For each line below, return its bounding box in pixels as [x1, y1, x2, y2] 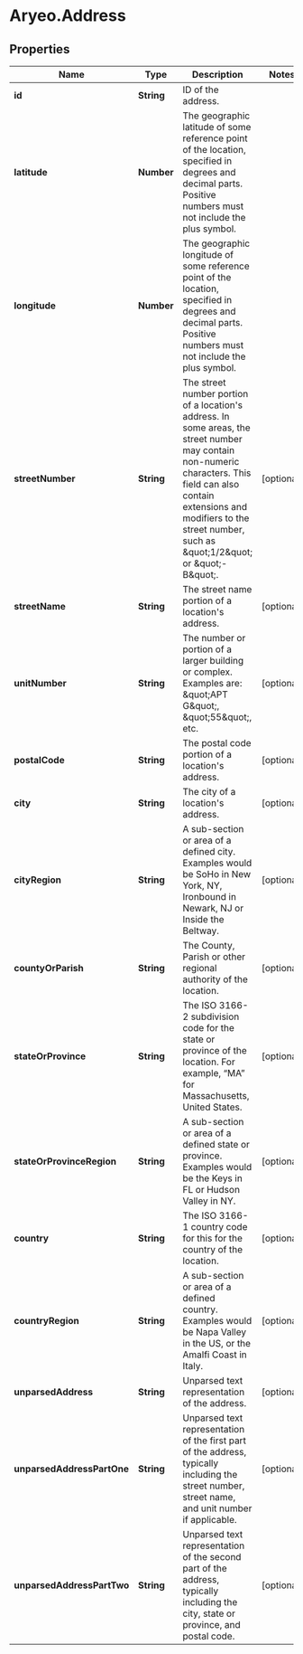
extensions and [182, 501, 248, 513]
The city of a [182, 786, 236, 798]
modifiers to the [182, 512, 250, 525]
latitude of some [182, 121, 252, 133]
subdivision [190, 1010, 240, 1023]
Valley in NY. [182, 1195, 236, 1207]
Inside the [182, 913, 225, 925]
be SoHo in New [182, 868, 252, 880]
